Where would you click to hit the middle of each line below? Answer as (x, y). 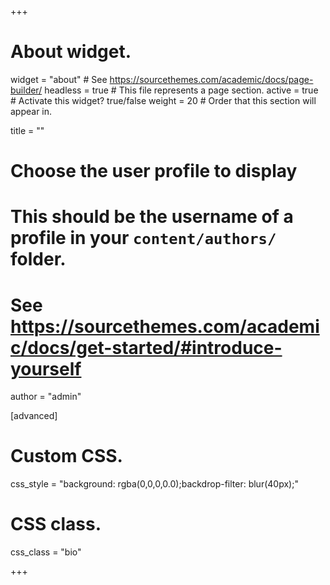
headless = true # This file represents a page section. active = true (181, 90)
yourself (46, 368)
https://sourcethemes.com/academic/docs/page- (211, 79)
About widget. (71, 52)
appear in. (31, 111)
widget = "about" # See (59, 79)
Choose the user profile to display (154, 171)
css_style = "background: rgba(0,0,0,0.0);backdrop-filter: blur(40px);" (154, 484)
